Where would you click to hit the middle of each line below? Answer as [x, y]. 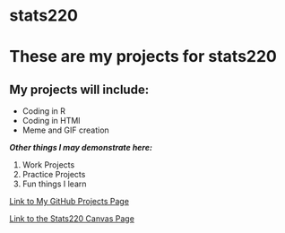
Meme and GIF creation [65, 130]
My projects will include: [79, 89]
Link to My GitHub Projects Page [69, 202]
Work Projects [48, 165]
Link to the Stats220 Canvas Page [72, 219]
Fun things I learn [54, 184]
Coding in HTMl [51, 121]
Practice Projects [54, 175]
